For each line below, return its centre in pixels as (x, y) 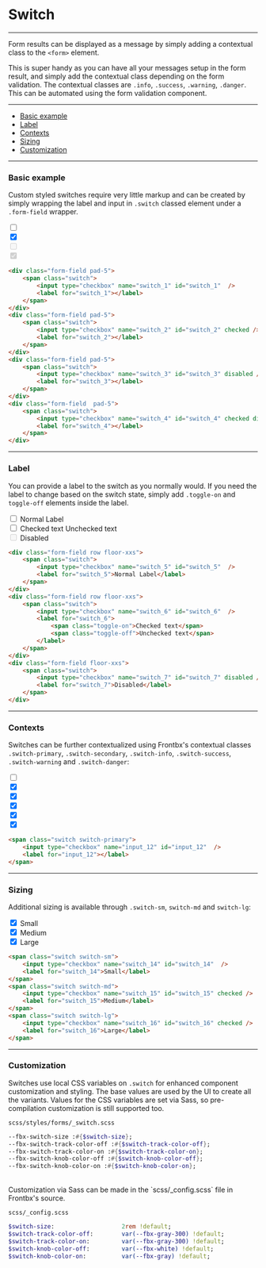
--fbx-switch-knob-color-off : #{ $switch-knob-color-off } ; (106, 1159)
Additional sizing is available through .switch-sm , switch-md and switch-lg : (129, 907)
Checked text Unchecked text (68, 528)
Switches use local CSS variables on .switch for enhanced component (123, 1083)
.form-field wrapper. (44, 212)
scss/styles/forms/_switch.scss (61, 1123)
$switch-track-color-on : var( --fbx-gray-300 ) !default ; (116, 1241)
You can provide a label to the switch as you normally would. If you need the (133, 486)
